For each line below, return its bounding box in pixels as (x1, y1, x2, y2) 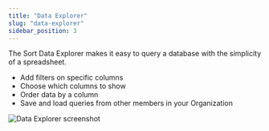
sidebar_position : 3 (8, 27, 78, 35)
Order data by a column (19, 90, 99, 100)
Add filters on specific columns (19, 73, 124, 83)
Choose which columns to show (19, 81, 126, 91)
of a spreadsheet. (8, 57, 67, 67)
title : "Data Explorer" (8, 11, 88, 20)
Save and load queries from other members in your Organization (19, 98, 233, 108)
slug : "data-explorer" (8, 19, 84, 27)
